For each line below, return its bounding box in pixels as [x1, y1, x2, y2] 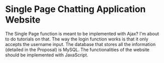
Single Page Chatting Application [5, 3, 146, 15]
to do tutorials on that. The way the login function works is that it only [5, 36, 149, 42]
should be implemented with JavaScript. [5, 51, 89, 58]
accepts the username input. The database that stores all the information [5, 41, 156, 47]
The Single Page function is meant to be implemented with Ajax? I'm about [5, 30, 159, 36]
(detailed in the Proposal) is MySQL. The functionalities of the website [5, 46, 149, 52]
